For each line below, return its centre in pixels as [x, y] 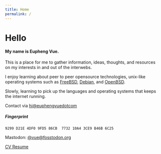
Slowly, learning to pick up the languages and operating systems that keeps [80, 91]
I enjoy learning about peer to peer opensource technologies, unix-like [75, 77]
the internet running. [25, 96]
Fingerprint [16, 117]
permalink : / [18, 14]
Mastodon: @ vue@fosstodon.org [38, 137]
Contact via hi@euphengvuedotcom [41, 105]
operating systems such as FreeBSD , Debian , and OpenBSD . [65, 82]
